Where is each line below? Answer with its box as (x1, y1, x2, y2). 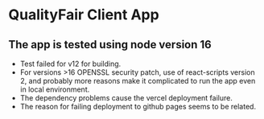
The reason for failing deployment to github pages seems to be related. (19, 102, 256, 111)
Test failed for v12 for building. (19, 59, 122, 68)
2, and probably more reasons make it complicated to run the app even (19, 76, 256, 85)
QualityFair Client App (8, 6, 159, 24)
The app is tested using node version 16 (8, 38, 212, 51)
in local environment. (19, 84, 90, 94)
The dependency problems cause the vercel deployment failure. (19, 93, 233, 102)
